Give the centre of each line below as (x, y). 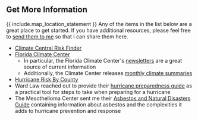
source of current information (60, 67)
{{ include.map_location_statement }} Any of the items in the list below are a (99, 24)
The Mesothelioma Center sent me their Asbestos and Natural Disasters (103, 98)
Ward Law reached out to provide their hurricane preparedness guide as (103, 86)
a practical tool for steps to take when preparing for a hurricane (92, 92)
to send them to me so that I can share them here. (67, 36)
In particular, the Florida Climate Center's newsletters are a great (103, 60)
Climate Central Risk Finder (48, 48)
